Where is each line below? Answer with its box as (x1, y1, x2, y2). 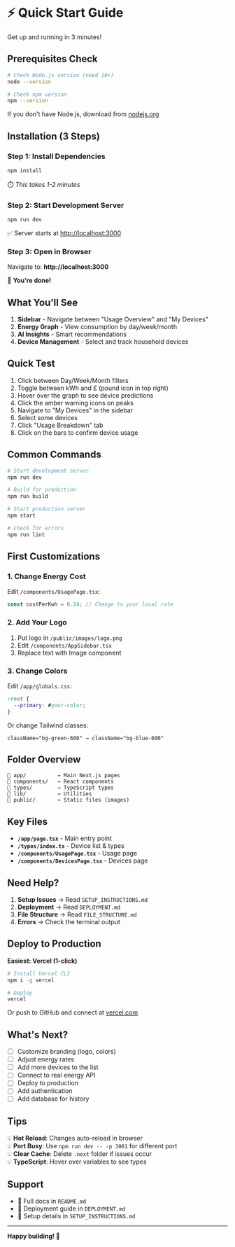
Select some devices (17, 413, 78, 422)
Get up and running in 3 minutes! (7, 32, 102, 41)
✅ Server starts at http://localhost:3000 (7, 228, 122, 237)
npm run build (7, 493, 49, 500)
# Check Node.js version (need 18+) (7, 71, 114, 78)
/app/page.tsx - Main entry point (17, 834, 112, 843)
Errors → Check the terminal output (17, 917, 120, 926)
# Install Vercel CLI (7, 970, 71, 977)
